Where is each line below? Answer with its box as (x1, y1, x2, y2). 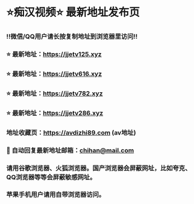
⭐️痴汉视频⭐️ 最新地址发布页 (6, 5, 140, 19)
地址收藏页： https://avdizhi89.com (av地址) (6, 128, 137, 136)
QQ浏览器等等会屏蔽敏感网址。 (6, 173, 96, 181)
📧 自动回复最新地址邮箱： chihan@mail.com (6, 146, 134, 155)
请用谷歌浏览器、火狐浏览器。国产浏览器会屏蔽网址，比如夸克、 (6, 164, 192, 172)
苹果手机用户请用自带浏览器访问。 (6, 191, 105, 199)
